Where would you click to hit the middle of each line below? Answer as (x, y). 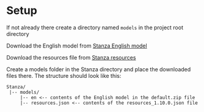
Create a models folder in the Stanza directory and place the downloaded (99, 69)
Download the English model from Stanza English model (77, 46)
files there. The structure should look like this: (64, 75)
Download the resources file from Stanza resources (71, 57)
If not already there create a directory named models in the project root (95, 27)
